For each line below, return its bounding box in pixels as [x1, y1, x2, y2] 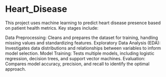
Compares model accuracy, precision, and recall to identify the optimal [5, 61, 150, 67]
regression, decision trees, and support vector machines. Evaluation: [5, 55, 146, 61]
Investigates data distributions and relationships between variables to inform [5, 45, 161, 51]
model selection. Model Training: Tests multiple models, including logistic [5, 50, 155, 56]
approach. [5, 66, 26, 72]
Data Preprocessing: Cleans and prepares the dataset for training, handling [5, 35, 159, 40]
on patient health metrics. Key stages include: [5, 25, 99, 31]
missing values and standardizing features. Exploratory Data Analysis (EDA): [5, 39, 161, 45]
